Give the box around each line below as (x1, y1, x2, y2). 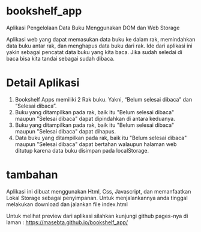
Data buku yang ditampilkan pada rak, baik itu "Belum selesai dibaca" (14, 134, 187, 141)
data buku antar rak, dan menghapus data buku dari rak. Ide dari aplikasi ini (6, 42, 193, 49)
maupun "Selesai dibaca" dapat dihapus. (14, 127, 116, 135)
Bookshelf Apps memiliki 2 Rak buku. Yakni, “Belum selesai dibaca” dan (14, 96, 193, 103)
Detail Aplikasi (6, 76, 80, 90)
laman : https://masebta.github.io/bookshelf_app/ (6, 218, 128, 226)
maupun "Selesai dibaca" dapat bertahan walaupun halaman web (14, 140, 177, 148)
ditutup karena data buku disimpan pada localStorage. (14, 147, 149, 154)
